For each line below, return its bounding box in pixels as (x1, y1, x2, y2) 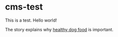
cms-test (5, 1, 43, 12)
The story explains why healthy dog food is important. (5, 26, 114, 32)
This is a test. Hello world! (5, 17, 57, 23)
